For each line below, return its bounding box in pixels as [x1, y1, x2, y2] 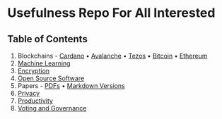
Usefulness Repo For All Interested [7, 5, 216, 21]
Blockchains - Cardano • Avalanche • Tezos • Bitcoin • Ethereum [17, 51, 208, 60]
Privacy [17, 89, 40, 97]
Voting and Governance [17, 104, 87, 112]
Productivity [17, 96, 53, 105]
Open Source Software [17, 74, 85, 82]
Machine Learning [17, 59, 71, 68]
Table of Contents [7, 33, 88, 45]
